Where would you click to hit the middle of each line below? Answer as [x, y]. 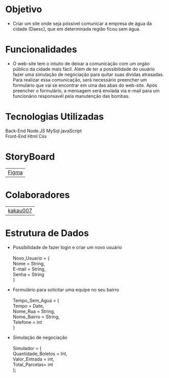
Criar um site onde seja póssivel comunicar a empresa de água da [82, 23]
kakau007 [20, 210]
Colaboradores [38, 195]
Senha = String [28, 274]
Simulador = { [27, 348]
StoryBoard [30, 157]
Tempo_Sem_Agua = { [36, 300]
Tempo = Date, [28, 306]
